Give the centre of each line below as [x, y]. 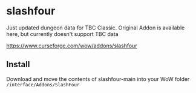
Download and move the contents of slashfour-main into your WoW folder [98, 79]
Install [18, 64]
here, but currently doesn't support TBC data [63, 34]
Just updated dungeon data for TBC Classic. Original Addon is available [96, 28]
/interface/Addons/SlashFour [43, 85]
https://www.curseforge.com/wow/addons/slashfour [72, 46]
